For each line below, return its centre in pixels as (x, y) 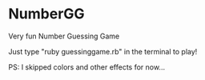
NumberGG (47, 14)
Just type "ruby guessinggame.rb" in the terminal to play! (103, 51)
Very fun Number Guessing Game (64, 36)
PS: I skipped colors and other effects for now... (87, 67)
